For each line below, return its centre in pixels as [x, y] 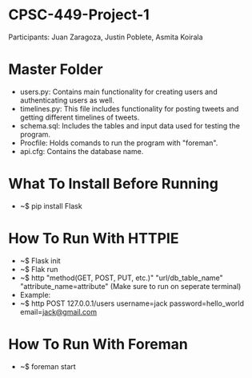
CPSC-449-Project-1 [79, 15]
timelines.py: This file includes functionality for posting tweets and [129, 108]
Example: [35, 295]
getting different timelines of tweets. [80, 117]
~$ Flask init [40, 260]
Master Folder [56, 69]
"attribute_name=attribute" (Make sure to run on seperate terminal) [130, 286]
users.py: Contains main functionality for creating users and [118, 91]
